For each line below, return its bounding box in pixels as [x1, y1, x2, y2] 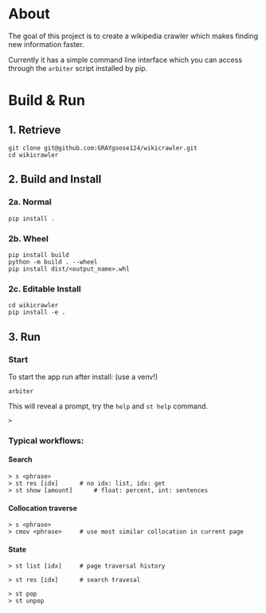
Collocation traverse [8, 503, 78, 513]
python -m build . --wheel [8, 258, 98, 266]
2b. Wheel [8, 232, 49, 244]
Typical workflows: [8, 435, 84, 446]
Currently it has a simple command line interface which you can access [8, 55, 243, 64]
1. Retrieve [8, 123, 61, 136]
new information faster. [8, 39, 84, 49]
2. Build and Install [8, 173, 102, 186]
